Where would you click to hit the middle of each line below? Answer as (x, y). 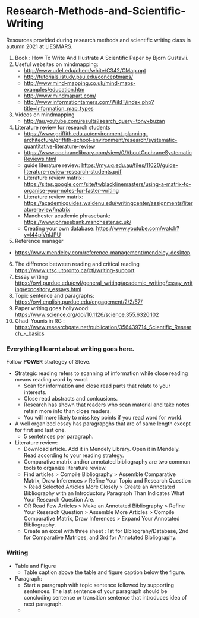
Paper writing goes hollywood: (52, 308)
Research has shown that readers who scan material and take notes (107, 405)
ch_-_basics (29, 333)
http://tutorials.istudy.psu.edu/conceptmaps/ (78, 77)
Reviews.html (40, 159)
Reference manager (39, 241)
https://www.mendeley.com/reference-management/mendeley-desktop (102, 252)
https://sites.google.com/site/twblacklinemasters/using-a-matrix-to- (107, 184)
